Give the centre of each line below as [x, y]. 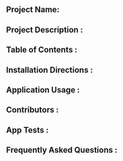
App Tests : [27, 130]
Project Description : [45, 30]
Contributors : [32, 110]
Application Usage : [43, 90]
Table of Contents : [42, 50]
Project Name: [33, 10]
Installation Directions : [49, 70]
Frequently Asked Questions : [62, 150]
